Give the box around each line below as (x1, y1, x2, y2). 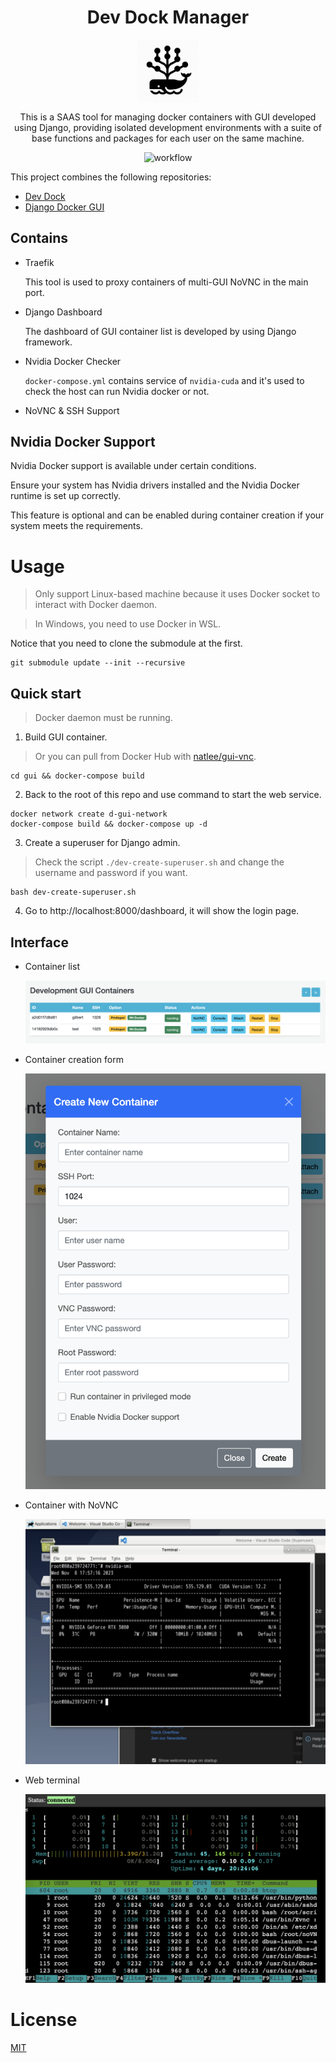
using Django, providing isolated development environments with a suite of (14, 121, 322, 133)
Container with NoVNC (24, 1499, 119, 1511)
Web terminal (24, 1774, 80, 1786)
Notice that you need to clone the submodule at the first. (10, 637, 243, 650)
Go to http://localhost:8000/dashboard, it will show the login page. (24, 905, 300, 917)
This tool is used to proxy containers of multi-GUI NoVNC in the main (24, 276, 309, 288)
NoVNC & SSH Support (24, 404, 120, 416)
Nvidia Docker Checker (24, 355, 122, 367)
